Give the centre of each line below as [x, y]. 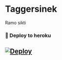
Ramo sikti [15, 23]
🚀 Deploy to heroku [28, 35]
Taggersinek [31, 9]
